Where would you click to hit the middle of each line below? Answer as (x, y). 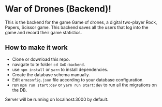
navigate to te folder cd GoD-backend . (49, 64)
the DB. (20, 90)
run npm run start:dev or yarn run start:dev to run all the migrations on (84, 85)
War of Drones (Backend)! (58, 9)
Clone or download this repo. (41, 59)
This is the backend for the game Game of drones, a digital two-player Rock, (81, 22)
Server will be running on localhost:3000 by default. (57, 99)
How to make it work (36, 47)
